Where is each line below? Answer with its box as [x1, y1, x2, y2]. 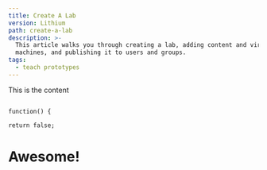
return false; [8, 121, 56, 129]
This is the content [8, 85, 69, 95]
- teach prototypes [15, 64, 80, 71]
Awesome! [8, 148, 80, 165]
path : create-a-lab [8, 26, 73, 34]
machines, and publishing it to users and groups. [15, 48, 187, 56]
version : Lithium [8, 19, 66, 27]
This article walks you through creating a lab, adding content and [15, 41, 247, 49]
